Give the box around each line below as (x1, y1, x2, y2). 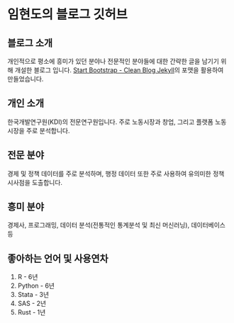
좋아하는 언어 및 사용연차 (7, 252, 108, 264)
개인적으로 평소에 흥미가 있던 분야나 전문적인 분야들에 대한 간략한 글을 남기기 (7, 57, 220, 65)
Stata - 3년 (17, 290, 50, 299)
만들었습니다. (7, 75, 44, 83)
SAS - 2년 (17, 299, 47, 308)
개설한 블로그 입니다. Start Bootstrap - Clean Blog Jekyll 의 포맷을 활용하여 (14, 66, 224, 74)
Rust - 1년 (17, 308, 46, 317)
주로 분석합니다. (26, 126, 70, 135)
